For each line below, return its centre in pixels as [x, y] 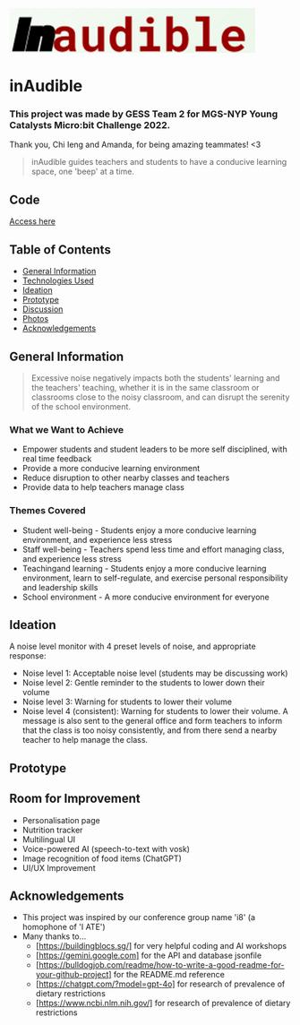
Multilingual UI [49, 839]
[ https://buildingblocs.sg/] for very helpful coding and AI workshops [161, 946]
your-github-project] [73, 975]
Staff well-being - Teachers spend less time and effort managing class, [153, 549]
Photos [35, 319]
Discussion [43, 309]
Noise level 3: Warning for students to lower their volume [127, 702]
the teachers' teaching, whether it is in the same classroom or [145, 387]
